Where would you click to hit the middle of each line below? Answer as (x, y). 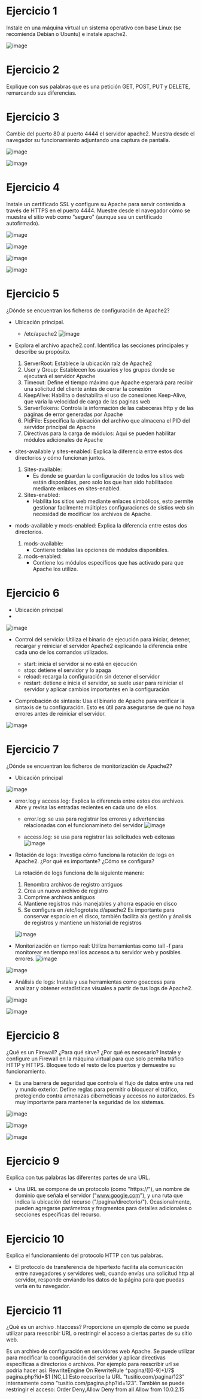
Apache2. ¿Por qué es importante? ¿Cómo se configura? (84, 861)
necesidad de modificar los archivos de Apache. (92, 514)
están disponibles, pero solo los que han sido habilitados (103, 482)
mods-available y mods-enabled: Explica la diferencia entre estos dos (101, 525)
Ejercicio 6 (33, 593)
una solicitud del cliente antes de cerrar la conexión (87, 388)
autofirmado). (23, 223)
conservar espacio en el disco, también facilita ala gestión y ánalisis (107, 916)
